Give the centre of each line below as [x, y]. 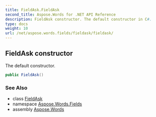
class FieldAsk [27, 98]
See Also [16, 87]
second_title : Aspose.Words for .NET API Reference [60, 15]
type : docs [17, 24]
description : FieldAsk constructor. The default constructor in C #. [79, 19]
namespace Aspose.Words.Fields [47, 104]
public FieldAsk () [24, 75]
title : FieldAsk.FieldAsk [32, 10]
